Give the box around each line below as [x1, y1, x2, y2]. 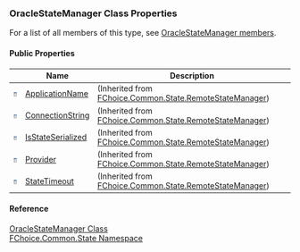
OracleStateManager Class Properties [9, 7, 178, 20]
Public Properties [9, 47, 76, 58]
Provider [25, 154, 56, 164]
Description [169, 71, 214, 80]
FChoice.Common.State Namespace [9, 232, 143, 243]
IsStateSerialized [25, 132, 87, 143]
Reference [9, 204, 49, 214]
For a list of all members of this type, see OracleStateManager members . [9, 28, 277, 38]
